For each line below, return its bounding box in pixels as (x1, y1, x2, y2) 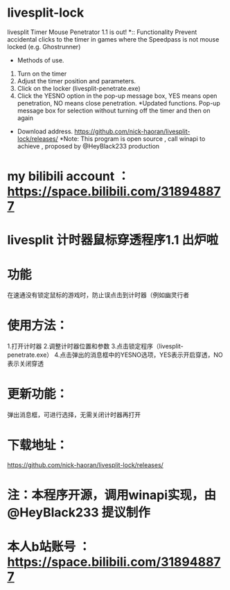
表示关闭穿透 (7, 360, 44, 368)
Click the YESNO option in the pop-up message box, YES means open (17, 92, 218, 100)
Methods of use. (17, 56, 64, 64)
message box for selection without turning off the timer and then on (17, 106, 211, 115)
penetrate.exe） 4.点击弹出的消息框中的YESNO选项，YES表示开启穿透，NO (7, 351, 223, 359)
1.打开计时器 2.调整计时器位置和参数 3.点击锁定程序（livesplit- (7, 342, 184, 351)
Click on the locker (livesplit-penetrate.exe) (17, 84, 141, 92)
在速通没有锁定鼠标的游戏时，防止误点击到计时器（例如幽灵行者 (7, 291, 189, 299)
